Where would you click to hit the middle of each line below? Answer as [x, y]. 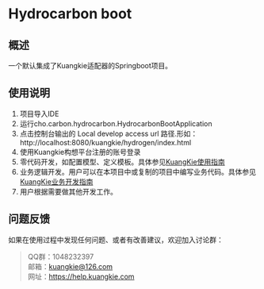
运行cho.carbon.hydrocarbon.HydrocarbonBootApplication [116, 123]
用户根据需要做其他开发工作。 [68, 191]
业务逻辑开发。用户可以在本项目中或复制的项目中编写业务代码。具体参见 [138, 171]
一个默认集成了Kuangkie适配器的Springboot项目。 [90, 66]
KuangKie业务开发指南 [56, 181]
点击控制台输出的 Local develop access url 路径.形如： [109, 133]
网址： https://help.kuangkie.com [81, 276]
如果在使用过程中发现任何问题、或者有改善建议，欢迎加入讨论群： [116, 240]
